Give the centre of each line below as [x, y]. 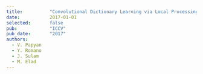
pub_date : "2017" [36, 34]
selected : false [35, 23]
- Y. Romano [27, 51]
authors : [17, 39]
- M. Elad [24, 61]
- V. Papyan [27, 45]
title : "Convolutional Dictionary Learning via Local [88, 12]
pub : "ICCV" [36, 28]
